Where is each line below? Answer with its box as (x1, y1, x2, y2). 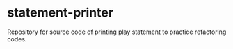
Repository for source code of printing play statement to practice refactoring (7, 28, 227, 36)
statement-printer (7, 5, 113, 21)
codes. (7, 35, 27, 43)
